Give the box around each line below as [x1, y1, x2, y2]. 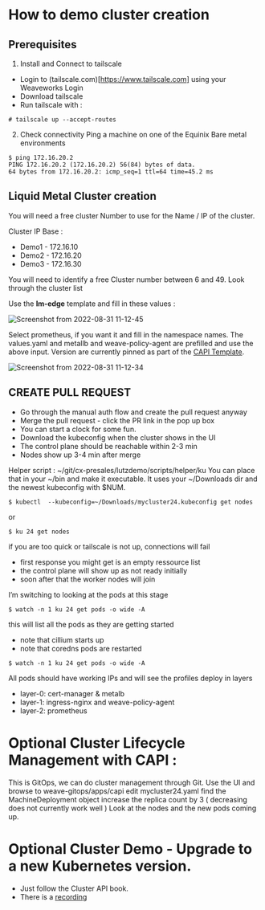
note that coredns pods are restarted [19, 643, 142, 653]
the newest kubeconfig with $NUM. [8, 482, 126, 492]
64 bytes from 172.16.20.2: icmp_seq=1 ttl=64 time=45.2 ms [8, 168, 214, 176]
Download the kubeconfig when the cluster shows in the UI [19, 432, 216, 443]
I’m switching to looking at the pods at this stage [8, 590, 169, 599]
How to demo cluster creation [8, 6, 210, 24]
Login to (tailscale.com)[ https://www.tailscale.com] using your [19, 75, 226, 84]
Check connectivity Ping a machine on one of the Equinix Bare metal [19, 130, 247, 139]
